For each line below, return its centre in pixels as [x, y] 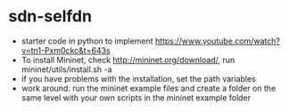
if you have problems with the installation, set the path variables [138, 78]
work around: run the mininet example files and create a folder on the [149, 88]
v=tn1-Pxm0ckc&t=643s [66, 50]
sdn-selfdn [50, 16]
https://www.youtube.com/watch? [217, 41]
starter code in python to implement [87, 41]
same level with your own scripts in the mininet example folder [136, 97]
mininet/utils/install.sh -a [66, 69]
